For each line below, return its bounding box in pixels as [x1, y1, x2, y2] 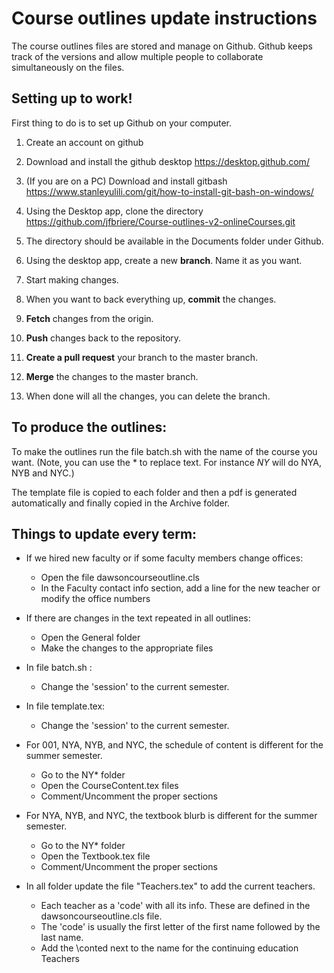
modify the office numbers [40, 593, 151, 605]
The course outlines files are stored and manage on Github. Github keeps [11, 40, 313, 52]
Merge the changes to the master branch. [25, 370, 199, 382]
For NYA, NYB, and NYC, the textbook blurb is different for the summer [25, 810, 318, 822]
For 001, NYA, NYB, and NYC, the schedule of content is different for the [25, 739, 324, 751]
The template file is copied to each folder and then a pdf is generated [11, 486, 298, 498]
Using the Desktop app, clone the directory [25, 205, 204, 217]
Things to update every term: [11, 525, 198, 542]
